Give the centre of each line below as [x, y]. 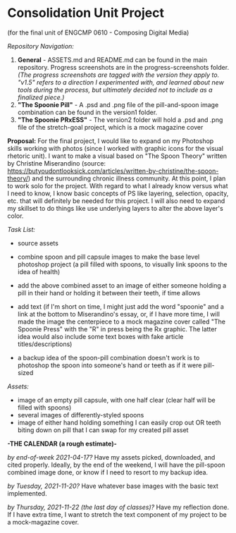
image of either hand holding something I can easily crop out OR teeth [119, 422]
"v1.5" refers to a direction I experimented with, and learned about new [120, 82]
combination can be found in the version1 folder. [87, 112]
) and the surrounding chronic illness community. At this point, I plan [127, 178]
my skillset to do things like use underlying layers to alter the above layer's [115, 208]
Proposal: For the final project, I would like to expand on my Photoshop [111, 141]
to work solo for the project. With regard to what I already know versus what [118, 185]
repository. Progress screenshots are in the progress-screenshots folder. [123, 67]
